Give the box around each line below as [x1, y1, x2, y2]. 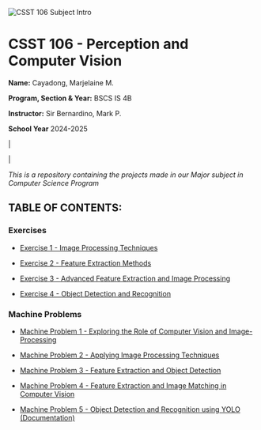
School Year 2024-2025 [8, 123, 89, 134]
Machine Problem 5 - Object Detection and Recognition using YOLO [19, 404, 241, 414]
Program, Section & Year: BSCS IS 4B [8, 93, 132, 103]
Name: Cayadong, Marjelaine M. [8, 77, 115, 87]
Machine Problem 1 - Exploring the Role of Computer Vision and [19, 326, 228, 336]
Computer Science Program [8, 178, 100, 187]
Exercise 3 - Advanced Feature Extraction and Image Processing [19, 273, 231, 283]
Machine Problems [8, 308, 82, 319]
